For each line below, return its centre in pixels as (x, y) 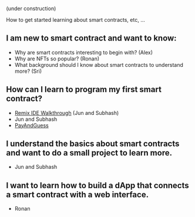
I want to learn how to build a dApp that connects (97, 185)
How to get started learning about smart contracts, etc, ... (75, 20)
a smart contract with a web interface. (77, 194)
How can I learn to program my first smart (84, 89)
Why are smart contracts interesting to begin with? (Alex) (84, 52)
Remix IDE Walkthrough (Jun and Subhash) (67, 113)
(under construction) (31, 9)
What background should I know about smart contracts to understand (99, 65)
